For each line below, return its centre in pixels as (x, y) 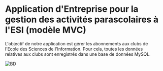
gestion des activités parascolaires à (82, 19)
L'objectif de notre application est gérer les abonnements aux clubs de (77, 43)
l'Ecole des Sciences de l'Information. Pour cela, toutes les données (74, 49)
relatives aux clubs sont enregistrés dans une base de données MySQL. (78, 54)
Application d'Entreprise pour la (72, 9)
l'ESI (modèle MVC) (46, 30)
